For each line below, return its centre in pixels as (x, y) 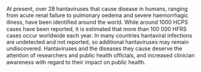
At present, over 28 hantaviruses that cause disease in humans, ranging (97, 9)
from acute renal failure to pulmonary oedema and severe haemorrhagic (97, 15)
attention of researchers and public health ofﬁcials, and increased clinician (100, 55)
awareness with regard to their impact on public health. (76, 62)
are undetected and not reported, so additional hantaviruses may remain (97, 42)
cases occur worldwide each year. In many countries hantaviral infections (99, 35)
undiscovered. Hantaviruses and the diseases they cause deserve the (94, 49)
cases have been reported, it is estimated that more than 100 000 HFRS (97, 29)
